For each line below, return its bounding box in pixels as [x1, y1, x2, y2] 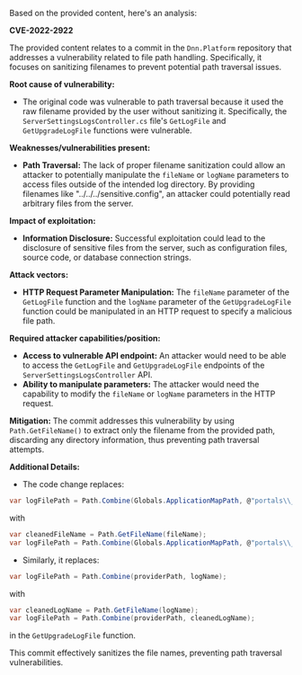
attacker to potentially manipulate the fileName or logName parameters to [22, 170, 289, 180]
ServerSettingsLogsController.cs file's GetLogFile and [22, 116, 226, 126]
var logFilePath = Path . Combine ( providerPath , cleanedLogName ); [9, 614, 255, 623]
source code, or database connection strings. [22, 252, 191, 262]
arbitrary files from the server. [22, 198, 134, 209]
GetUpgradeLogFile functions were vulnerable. [22, 125, 192, 136]
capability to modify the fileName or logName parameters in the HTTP [22, 388, 276, 399]
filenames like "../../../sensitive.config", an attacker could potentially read [22, 189, 290, 199]
